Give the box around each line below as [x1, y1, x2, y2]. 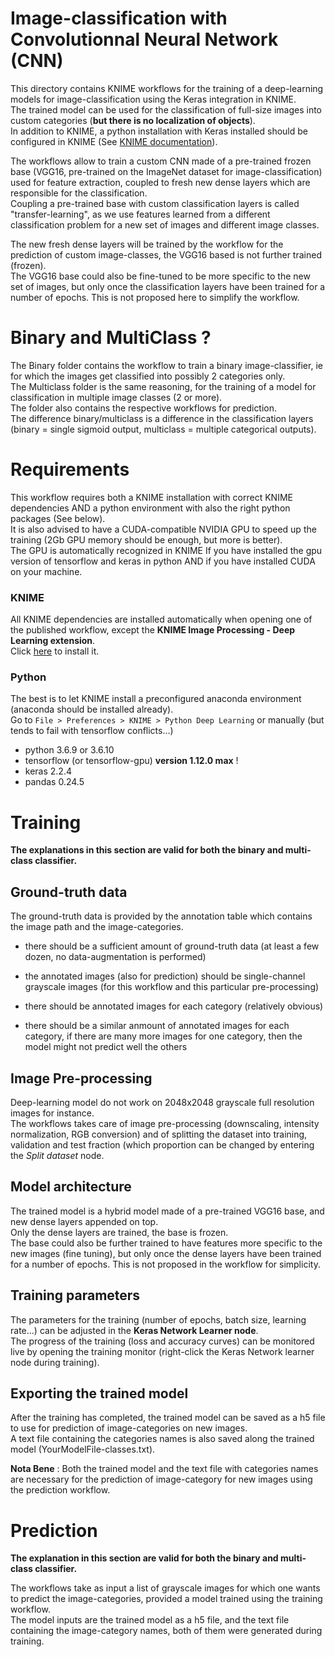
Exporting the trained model [10, 1385, 189, 1402]
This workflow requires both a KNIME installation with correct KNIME [10, 491, 293, 503]
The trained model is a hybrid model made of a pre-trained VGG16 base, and [10, 1205, 325, 1217]
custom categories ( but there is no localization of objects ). [10, 114, 256, 126]
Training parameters [10, 1287, 141, 1304]
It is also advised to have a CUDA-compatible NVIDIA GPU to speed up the [10, 523, 317, 535]
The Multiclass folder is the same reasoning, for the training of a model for [10, 380, 317, 392]
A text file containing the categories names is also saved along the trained [10, 1433, 315, 1445]
